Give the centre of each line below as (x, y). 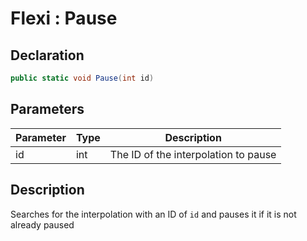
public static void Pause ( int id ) (82, 78)
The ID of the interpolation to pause (193, 154)
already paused (42, 224)
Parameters (47, 109)
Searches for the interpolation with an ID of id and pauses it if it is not (153, 214)
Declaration (47, 55)
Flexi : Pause (64, 18)
